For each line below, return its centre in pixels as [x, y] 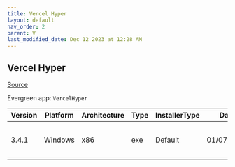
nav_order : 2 [26, 26]
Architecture [103, 115]
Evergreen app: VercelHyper [48, 97]
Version [24, 115]
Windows [59, 140]
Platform [59, 115]
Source [17, 84]
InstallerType [178, 115]
